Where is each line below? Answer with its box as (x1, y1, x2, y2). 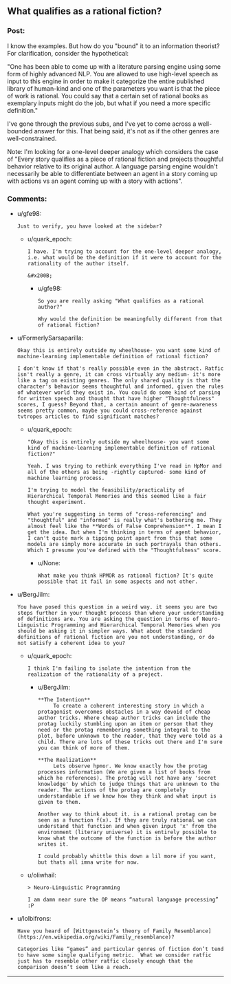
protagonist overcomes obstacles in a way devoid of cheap (37, 708, 211, 715)
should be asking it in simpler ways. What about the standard (16, 627, 203, 635)
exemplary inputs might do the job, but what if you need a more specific (7, 99, 211, 107)
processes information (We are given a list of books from (37, 768, 211, 776)
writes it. (37, 840, 69, 848)
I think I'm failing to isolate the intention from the (27, 665, 191, 672)
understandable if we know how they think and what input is (37, 792, 217, 800)
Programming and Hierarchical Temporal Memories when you (51, 622, 221, 628)
